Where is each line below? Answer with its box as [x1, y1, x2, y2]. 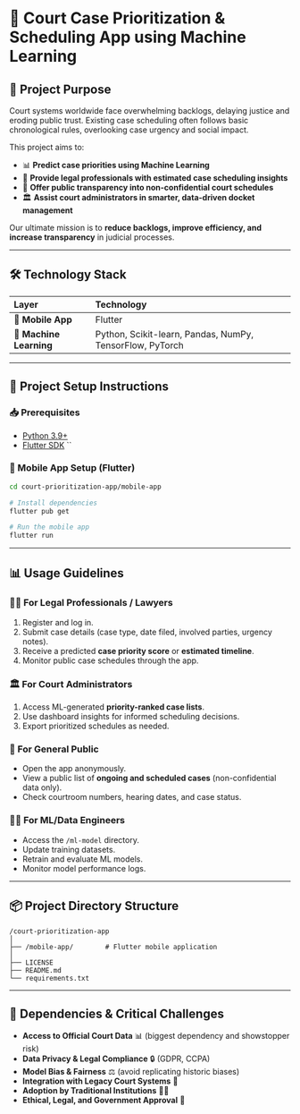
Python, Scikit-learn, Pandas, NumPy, [95, 327, 254, 340]
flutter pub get [9, 506, 70, 515]
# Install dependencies [9, 498, 98, 507]
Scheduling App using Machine [9, 27, 247, 47]
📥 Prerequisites [9, 406, 80, 419]
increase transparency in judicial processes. [9, 232, 175, 242]
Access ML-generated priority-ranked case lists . [21, 702, 205, 712]
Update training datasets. [21, 844, 116, 855]
